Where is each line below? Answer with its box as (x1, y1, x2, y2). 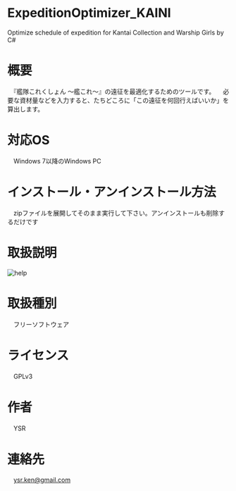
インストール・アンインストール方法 (7, 185, 216, 200)
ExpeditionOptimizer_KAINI (7, 5, 171, 21)
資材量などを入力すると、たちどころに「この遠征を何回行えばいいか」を (19, 96, 230, 104)
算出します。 (7, 104, 44, 113)
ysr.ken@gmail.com (13, 476, 71, 484)
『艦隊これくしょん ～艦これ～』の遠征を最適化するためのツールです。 (13, 87, 216, 96)
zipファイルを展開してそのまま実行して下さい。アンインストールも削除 (13, 209, 219, 217)
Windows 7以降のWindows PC (13, 156, 102, 165)
